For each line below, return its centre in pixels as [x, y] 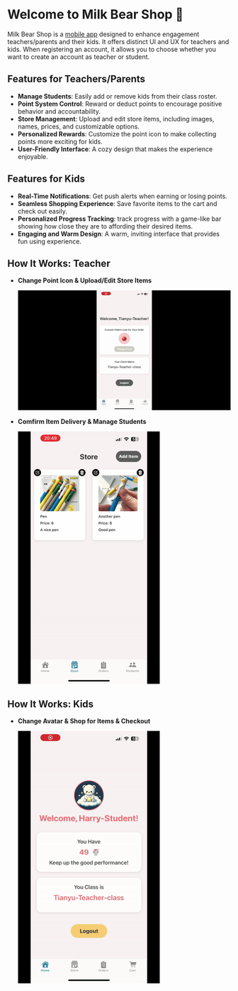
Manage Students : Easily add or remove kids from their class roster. [117, 96]
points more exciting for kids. [60, 141]
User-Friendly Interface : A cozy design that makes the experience [115, 149]
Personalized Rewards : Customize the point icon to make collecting [117, 133]
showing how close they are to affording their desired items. [105, 226]
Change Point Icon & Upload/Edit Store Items [85, 280]
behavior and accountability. [59, 111]
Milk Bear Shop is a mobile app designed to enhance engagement [103, 34]
